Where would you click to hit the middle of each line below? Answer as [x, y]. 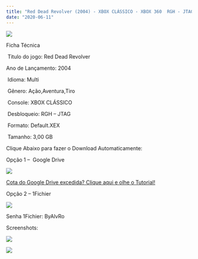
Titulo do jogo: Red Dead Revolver [49, 56]
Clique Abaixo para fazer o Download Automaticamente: [74, 148]
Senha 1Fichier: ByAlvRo [35, 216]
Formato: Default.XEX [34, 125]
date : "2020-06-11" [30, 17]
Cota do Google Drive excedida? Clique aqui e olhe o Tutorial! [81, 182]
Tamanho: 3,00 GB [30, 137]
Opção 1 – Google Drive [35, 160]
